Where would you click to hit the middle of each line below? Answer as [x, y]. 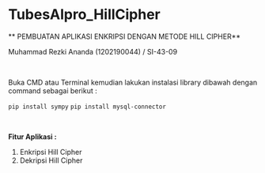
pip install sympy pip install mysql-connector [87, 107]
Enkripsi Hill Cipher [51, 152]
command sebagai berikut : [53, 90]
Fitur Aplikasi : [32, 137]
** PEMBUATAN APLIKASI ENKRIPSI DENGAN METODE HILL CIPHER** [125, 36]
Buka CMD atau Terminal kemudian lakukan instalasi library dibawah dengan [133, 82]
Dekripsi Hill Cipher [51, 160]
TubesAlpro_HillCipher [84, 15]
